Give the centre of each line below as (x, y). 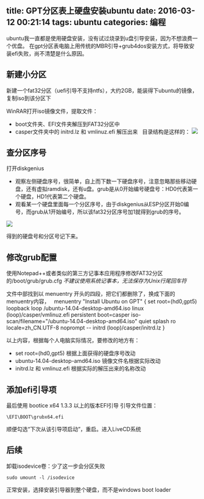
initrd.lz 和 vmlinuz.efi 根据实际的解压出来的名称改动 (80, 368)
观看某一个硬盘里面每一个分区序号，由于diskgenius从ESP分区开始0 (99, 204)
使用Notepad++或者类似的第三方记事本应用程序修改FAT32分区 (85, 273)
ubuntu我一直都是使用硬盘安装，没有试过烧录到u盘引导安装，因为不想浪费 (100, 38)
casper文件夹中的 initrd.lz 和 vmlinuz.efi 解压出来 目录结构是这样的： (103, 131)
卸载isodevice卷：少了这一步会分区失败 (56, 466)
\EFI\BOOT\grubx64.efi (35, 417)
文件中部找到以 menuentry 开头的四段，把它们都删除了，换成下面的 (91, 294)
